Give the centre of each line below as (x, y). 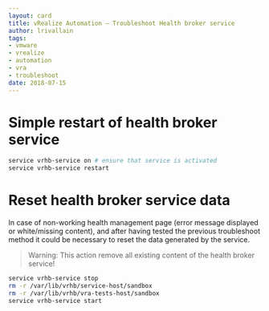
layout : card (30, 16)
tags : (17, 38)
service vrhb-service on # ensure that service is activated (113, 161)
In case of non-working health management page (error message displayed (133, 223)
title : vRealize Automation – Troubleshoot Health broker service (122, 23)
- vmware (23, 46)
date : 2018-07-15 (37, 83)
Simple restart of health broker (113, 122)
